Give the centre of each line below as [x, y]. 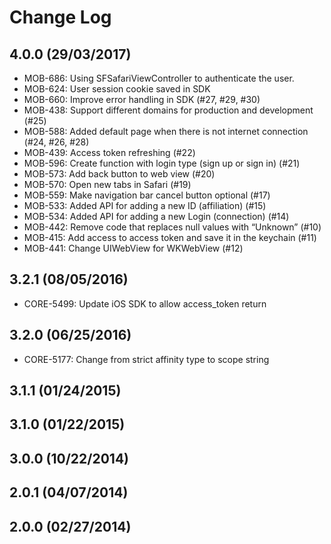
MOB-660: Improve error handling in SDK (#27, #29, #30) [142, 99]
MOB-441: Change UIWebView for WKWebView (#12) [133, 248]
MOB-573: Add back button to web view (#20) [119, 174]
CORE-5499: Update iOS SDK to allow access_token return [145, 303]
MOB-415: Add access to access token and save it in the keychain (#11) [170, 237]
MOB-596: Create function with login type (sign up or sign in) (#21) [162, 163]
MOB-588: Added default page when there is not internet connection [166, 131]
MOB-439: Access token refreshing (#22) [109, 152]
